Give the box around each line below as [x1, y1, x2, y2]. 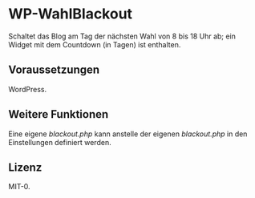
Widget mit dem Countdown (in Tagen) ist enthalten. [8, 39, 181, 49]
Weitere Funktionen [8, 107, 109, 121]
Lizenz [8, 160, 42, 174]
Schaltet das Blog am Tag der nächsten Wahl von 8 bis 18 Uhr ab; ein [8, 31, 237, 41]
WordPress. [8, 84, 47, 94]
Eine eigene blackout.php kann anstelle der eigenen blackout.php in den [8, 129, 248, 139]
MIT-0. [8, 182, 30, 192]
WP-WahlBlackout [8, 5, 133, 23]
